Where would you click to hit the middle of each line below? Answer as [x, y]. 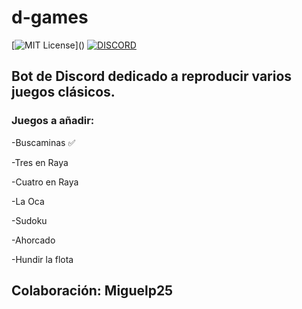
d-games [50, 17]
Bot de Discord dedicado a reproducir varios [152, 76]
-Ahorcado [33, 240]
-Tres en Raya [40, 162]
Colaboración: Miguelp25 [92, 291]
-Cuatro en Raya [45, 182]
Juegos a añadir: [53, 121]
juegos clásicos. [63, 92]
